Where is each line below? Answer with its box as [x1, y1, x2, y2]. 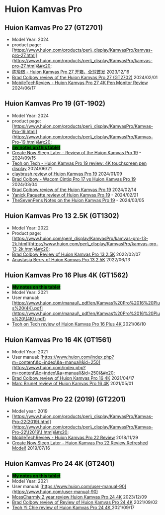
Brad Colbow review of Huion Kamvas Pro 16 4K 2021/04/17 [11, 375, 135, 381]
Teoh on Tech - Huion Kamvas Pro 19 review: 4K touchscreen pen [11, 160, 147, 166]
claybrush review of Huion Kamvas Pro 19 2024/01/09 [11, 171, 122, 177]
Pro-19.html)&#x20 [11, 139, 51, 145]
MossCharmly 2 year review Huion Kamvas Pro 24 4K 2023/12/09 [11, 494, 147, 500]
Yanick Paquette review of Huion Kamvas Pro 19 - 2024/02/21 [11, 192, 139, 198]
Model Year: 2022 [11, 225, 49, 231]
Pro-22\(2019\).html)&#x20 [11, 429, 68, 435]
